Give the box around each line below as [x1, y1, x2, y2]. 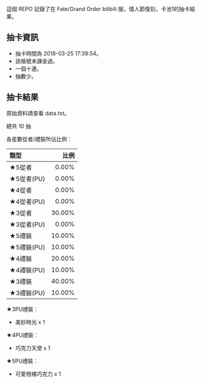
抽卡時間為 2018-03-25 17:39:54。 [15, 49, 102, 57]
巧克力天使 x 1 [15, 344, 51, 351]
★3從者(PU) [9, 220, 46, 228]
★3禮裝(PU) [9, 289, 46, 297]
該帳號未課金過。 [15, 57, 58, 65]
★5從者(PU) [9, 174, 46, 183]
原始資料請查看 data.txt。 [6, 109, 70, 117]
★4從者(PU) [9, 197, 46, 206]
